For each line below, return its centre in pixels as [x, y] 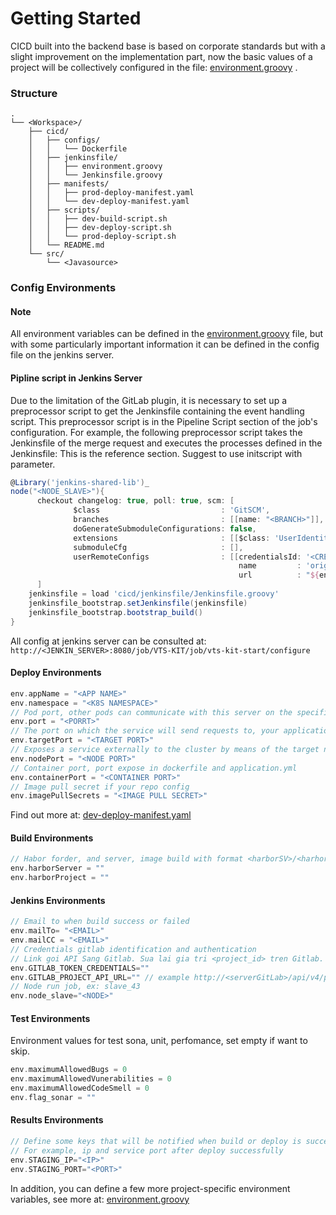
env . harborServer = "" [57, 868]
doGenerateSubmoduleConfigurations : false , [165, 528]
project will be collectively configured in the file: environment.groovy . [154, 67]
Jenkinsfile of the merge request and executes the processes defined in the [166, 443]
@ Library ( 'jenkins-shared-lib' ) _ [80, 482]
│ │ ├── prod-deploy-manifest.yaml [111, 193]
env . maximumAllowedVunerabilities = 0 [91, 1079]
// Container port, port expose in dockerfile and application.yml [154, 768]
